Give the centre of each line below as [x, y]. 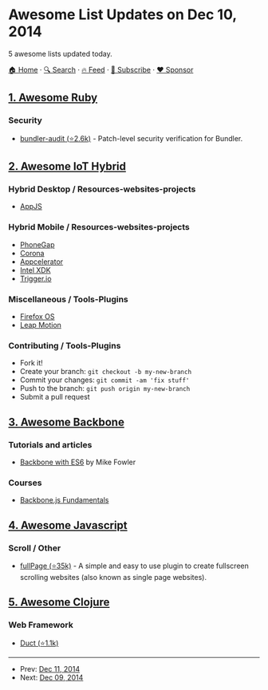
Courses [25, 483]
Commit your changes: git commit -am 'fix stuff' [104, 380]
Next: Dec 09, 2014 [51, 677]
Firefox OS [37, 316]
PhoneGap [37, 244]
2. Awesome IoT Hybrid [67, 166]
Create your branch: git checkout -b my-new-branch [106, 372]
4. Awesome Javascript [68, 525]
